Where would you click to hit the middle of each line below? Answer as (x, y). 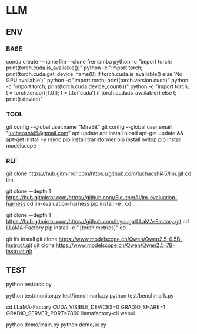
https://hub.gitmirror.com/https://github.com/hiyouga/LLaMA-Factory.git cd (98, 222)
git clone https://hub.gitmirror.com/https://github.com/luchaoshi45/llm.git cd (99, 173)
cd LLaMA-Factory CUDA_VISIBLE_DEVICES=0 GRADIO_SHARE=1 (86, 307)
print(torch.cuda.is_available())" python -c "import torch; (74, 68)
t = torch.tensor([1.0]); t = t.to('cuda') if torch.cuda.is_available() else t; (91, 92)
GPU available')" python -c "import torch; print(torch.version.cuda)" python (97, 80)
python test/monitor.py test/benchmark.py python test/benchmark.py (90, 296)
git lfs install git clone (32, 239)
